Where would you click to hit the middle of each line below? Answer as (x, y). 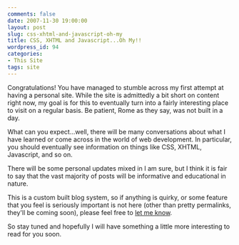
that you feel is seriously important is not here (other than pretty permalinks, (119, 205)
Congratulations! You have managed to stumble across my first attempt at (116, 87)
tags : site (24, 67)
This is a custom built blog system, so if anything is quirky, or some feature (118, 197)
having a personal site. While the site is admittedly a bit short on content (113, 95)
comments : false (31, 14)
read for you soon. (35, 234)
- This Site (25, 61)
